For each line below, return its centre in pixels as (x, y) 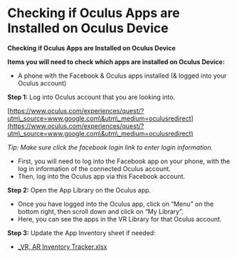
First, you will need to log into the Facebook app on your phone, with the (124, 161)
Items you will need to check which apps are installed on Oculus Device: (116, 61)
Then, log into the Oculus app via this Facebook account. (101, 176)
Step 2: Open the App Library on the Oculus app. (79, 190)
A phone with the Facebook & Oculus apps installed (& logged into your (122, 76)
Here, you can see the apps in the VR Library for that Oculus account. (120, 219)
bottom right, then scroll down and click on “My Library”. (100, 211)
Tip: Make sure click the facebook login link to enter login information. (110, 147)
